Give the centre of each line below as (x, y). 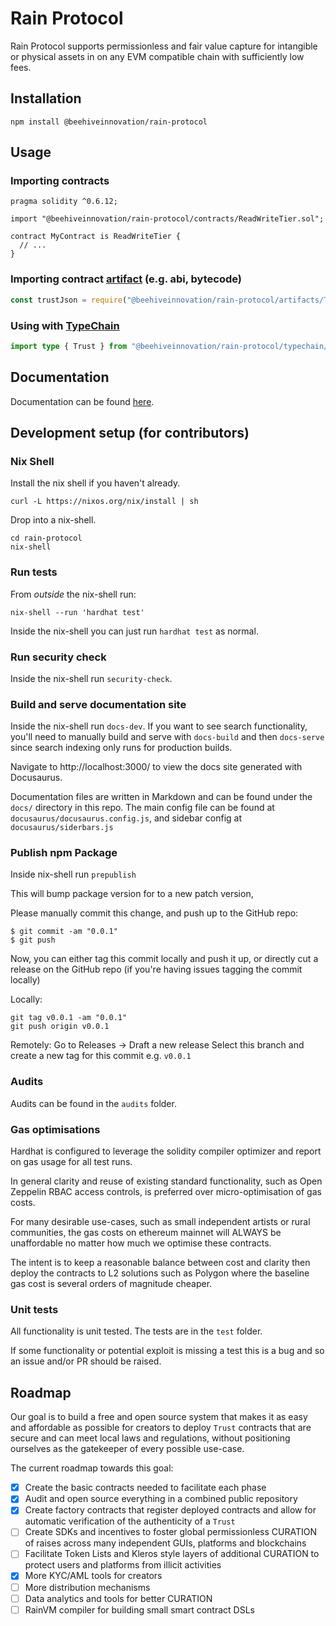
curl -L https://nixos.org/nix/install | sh (104, 502)
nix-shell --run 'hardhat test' (77, 612)
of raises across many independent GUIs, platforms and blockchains (165, 1543)
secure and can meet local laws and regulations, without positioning (150, 1438)
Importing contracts (60, 181)
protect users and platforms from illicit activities (123, 1565)
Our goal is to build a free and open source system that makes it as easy (159, 1417)
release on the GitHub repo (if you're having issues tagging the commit (156, 969)
